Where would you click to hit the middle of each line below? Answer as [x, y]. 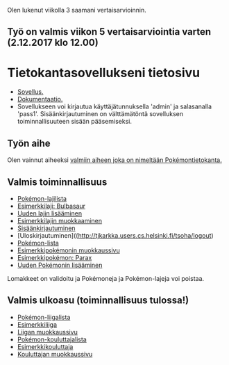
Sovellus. [30, 92]
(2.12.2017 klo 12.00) [53, 43]
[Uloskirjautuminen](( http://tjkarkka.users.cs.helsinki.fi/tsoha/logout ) [115, 235]
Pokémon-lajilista [42, 198]
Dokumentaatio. [40, 99]
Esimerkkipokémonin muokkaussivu [68, 250]
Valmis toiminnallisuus [57, 182]
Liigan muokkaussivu [47, 332]
